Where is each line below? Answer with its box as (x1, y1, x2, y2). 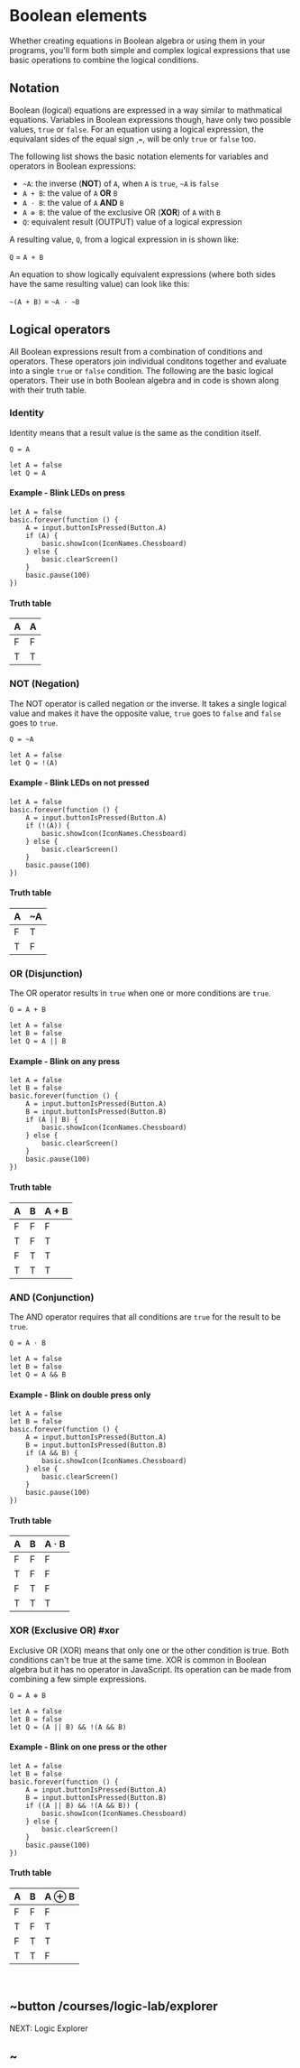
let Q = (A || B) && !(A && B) (9, 1722, 127, 1731)
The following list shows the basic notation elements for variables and (9, 151, 268, 162)
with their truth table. (9, 385, 87, 395)
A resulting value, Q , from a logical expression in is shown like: (9, 234, 240, 245)
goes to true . (9, 717, 59, 728)
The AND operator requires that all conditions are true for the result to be (9, 1311, 281, 1322)
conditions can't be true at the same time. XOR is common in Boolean (9, 1654, 268, 1665)
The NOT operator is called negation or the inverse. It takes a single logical (9, 698, 286, 709)
